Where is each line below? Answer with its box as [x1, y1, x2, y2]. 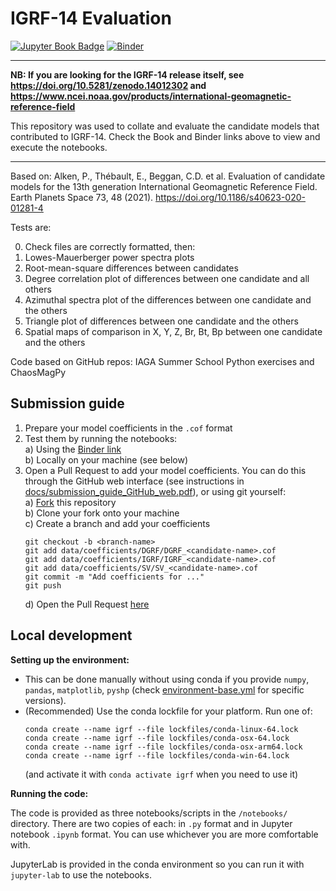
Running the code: [10, 787, 89, 799]
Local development [10, 627, 133, 644]
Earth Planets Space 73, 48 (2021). [10, 191, 154, 203]
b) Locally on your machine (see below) [24, 453, 189, 466]
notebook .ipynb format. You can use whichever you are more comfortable [10, 828, 319, 840]
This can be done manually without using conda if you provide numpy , [24, 673, 310, 685]
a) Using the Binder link [24, 443, 122, 455]
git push [24, 580, 62, 591]
